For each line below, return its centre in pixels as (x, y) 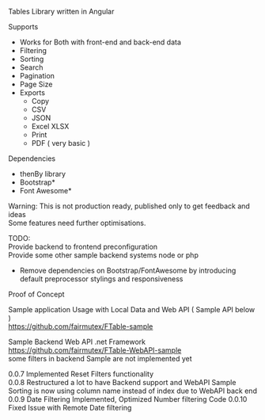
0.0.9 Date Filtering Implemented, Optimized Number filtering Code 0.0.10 (128, 399)
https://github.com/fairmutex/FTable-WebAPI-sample (95, 350)
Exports (32, 93)
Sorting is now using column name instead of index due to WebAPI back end (132, 391)
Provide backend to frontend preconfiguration (83, 246)
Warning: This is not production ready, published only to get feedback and (129, 206)
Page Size (36, 84)
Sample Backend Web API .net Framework (77, 342)
